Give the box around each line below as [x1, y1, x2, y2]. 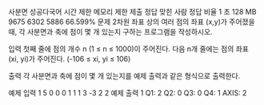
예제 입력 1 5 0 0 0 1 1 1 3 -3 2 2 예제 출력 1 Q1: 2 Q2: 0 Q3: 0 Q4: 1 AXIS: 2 [8, 88, 247, 98]
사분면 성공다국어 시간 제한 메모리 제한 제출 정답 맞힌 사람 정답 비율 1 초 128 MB [8, 7, 257, 16]
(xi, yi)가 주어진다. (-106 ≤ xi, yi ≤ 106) [8, 55, 131, 63]
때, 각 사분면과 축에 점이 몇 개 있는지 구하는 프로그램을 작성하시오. [8, 27, 214, 36]
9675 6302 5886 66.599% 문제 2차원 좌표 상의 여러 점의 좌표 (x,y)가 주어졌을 [8, 17, 255, 26]
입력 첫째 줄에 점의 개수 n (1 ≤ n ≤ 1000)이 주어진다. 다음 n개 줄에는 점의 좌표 [8, 44, 250, 54]
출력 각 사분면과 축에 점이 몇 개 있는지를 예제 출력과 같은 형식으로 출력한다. [8, 71, 241, 80]
